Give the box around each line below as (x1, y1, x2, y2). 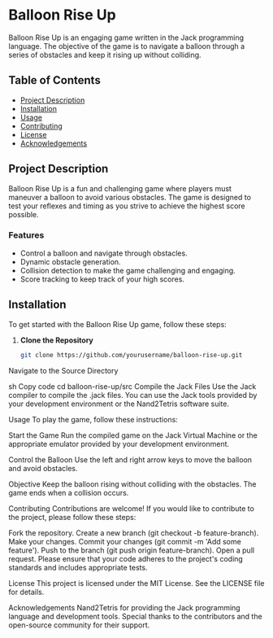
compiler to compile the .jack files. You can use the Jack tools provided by (8, 390, 258, 400)
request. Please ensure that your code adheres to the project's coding (8, 553, 244, 563)
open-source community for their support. (8, 620, 150, 630)
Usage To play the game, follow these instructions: (8, 414, 179, 424)
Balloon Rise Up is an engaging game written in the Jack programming (8, 33, 245, 42)
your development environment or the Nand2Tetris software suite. (8, 399, 230, 409)
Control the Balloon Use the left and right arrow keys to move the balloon (8, 454, 253, 465)
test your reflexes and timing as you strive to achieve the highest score (8, 201, 245, 211)
